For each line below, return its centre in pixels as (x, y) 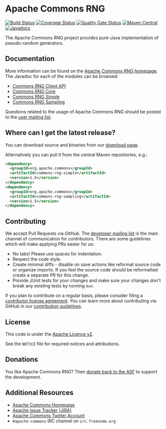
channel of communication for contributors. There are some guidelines (78, 239)
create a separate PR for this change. (51, 275)
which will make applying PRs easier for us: (50, 244)
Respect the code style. (37, 259)
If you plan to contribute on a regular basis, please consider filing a (74, 296)
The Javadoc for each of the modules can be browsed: (62, 76)
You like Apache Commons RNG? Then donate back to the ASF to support (81, 371)
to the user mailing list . (28, 117)
